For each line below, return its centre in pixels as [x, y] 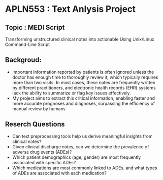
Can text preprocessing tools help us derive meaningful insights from [82, 136]
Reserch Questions [35, 124]
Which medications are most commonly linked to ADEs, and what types [85, 168]
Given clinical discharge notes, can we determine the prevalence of [81, 146]
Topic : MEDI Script [35, 27]
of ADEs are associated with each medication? [59, 173]
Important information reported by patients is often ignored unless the [83, 72]
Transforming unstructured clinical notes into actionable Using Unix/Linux [80, 39]
